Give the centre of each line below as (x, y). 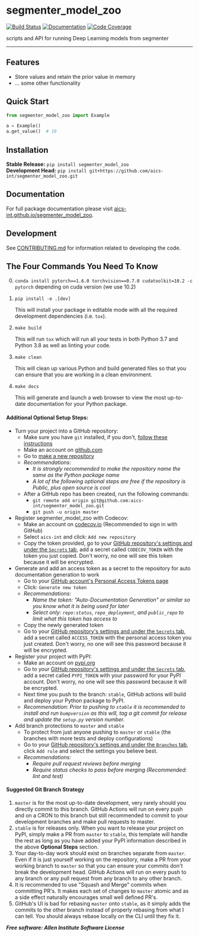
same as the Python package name (76, 475)
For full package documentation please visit (60, 209)
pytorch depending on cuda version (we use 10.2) (75, 287)
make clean (28, 357)
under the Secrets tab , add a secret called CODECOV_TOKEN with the (103, 549)
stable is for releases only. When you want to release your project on (99, 828)
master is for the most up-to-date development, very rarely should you (100, 802)
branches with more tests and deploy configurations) (88, 738)
